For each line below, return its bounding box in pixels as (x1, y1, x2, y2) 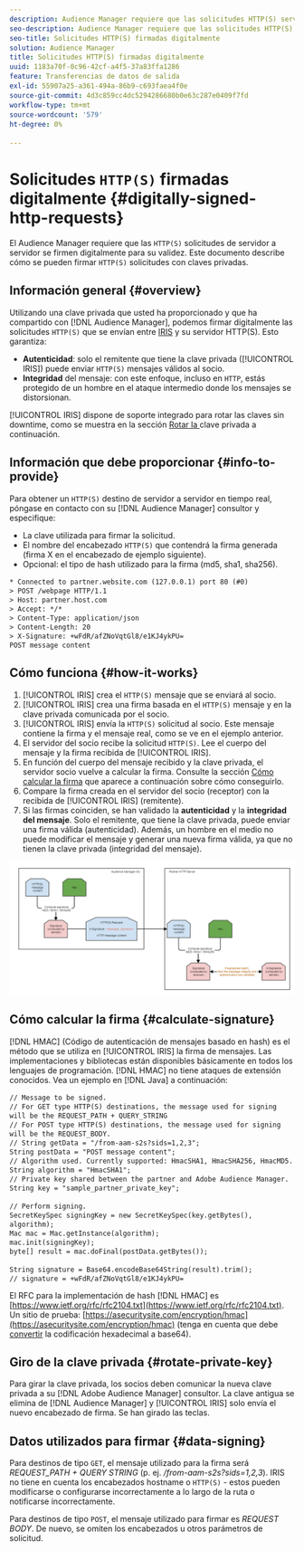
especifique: (9, 512, 56, 523)
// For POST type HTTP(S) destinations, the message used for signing (9, 1120, 281, 1129)
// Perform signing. (9, 1202, 88, 1211)
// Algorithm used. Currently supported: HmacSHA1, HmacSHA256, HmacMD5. (9, 1156, 294, 1166)
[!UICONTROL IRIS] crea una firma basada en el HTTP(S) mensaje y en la (22, 699, 292, 709)
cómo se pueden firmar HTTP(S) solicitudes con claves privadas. (9, 257, 249, 268)
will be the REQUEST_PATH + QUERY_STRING (9, 1111, 168, 1120)
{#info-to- (216, 455, 276, 471)
